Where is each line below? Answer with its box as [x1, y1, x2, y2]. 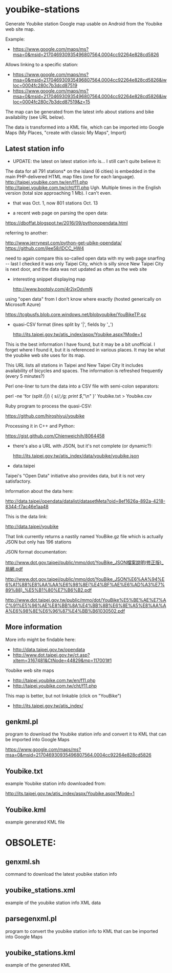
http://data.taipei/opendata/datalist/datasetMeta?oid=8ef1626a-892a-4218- [5, 498, 165, 504]
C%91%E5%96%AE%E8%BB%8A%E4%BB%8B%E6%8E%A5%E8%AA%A [5, 602, 166, 609]
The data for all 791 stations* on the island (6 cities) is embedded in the [5, 168, 156, 174]
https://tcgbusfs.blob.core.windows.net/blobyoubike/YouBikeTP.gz [5, 311, 146, 317]
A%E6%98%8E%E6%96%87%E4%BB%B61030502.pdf [5, 608, 125, 614]
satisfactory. [5, 478, 32, 484]
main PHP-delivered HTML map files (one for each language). [5, 173, 136, 179]
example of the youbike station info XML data [5, 899, 101, 906]
